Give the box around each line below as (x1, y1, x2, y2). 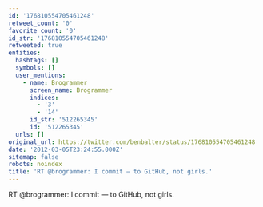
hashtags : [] (15, 57, 59, 65)
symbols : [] (15, 64, 56, 72)
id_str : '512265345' (29, 116, 98, 124)
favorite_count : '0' (8, 26, 78, 34)
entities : (8, 49, 42, 57)
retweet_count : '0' (8, 19, 74, 27)
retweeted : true (8, 42, 62, 50)
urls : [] (15, 130, 45, 138)
